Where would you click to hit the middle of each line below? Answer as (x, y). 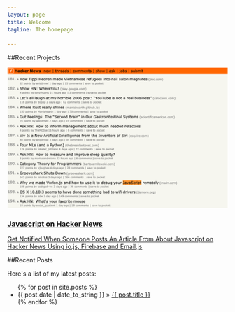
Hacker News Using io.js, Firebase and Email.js (75, 247)
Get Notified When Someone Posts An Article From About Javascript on (111, 239)
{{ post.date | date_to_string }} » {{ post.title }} (84, 295)
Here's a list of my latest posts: (52, 274)
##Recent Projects (34, 58)
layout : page (26, 15)
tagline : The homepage (40, 29)
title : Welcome (29, 22)
